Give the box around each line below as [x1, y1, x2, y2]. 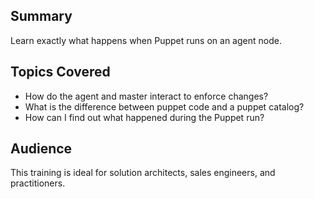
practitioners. [10, 177, 66, 189]
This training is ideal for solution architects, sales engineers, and [10, 167, 276, 179]
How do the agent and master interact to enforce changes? [24, 90, 269, 102]
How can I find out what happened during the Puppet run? [24, 111, 265, 123]
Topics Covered [10, 64, 111, 81]
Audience [10, 140, 73, 158]
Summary [10, 8, 73, 25]
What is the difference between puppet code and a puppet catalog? [24, 100, 305, 113]
